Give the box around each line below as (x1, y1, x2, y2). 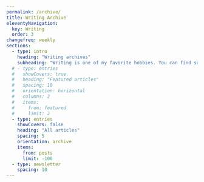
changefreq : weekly (6, 37, 56, 43)
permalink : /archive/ (6, 8, 61, 15)
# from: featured (12, 104, 67, 111)
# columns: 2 (12, 93, 50, 99)
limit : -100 (22, 155, 53, 161)
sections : (6, 43, 32, 49)
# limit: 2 (12, 110, 50, 116)
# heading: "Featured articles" (12, 76, 99, 83)
